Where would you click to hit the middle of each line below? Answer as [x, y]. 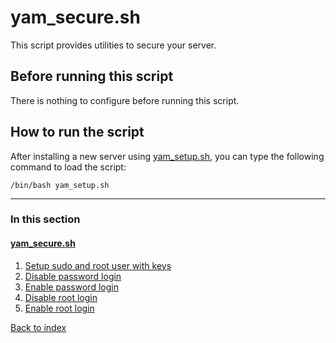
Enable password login [71, 287]
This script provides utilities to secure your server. [113, 45]
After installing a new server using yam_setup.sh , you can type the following [167, 156]
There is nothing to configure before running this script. [125, 100]
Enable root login [59, 308]
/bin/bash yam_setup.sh [60, 185]
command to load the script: [68, 167]
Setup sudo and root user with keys [98, 265]
